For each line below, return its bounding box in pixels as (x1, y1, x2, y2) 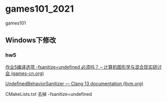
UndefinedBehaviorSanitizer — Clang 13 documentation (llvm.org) (5, 80, 144, 87)
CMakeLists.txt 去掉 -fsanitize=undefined (5, 91, 92, 97)
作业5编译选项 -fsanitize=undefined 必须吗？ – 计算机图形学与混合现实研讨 (5, 64, 162, 70)
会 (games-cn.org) (5, 70, 44, 76)
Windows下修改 (5, 36, 56, 45)
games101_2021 (5, 3, 74, 15)
